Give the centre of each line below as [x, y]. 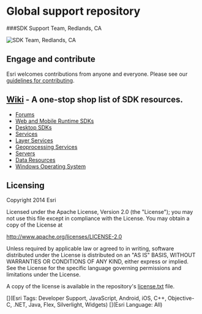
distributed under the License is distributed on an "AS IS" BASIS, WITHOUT [101, 255]
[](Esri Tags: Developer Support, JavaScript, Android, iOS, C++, [86, 298]
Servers [25, 153]
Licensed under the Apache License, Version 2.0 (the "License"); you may [100, 212]
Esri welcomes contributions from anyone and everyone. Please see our [97, 74]
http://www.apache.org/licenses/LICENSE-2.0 [64, 237]
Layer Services [34, 140]
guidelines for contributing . [40, 80]
